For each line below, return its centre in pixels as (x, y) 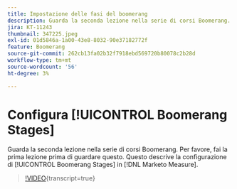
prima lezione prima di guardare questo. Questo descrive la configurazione (117, 157)
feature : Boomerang (36, 47)
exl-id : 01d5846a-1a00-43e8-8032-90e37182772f (78, 40)
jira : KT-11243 (30, 27)
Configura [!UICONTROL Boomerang (117, 115)
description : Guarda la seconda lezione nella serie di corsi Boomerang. (119, 21)
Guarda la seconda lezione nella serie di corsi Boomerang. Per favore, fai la (117, 149)
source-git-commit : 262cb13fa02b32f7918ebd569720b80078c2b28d (101, 54)
